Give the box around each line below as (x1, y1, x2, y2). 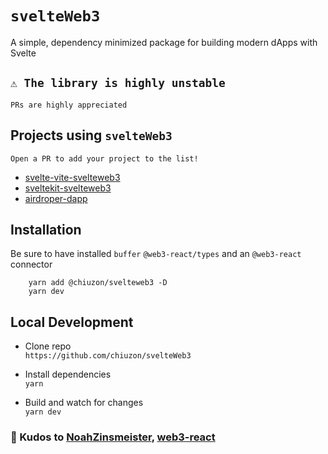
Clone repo (24, 340, 72, 352)
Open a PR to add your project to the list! (10, 153, 199, 164)
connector (10, 258, 53, 271)
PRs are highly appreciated (10, 100, 128, 110)
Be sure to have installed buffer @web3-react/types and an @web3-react (10, 248, 302, 260)
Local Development (10, 313, 134, 331)
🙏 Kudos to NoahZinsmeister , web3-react (10, 430, 216, 444)
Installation (10, 221, 82, 238)
